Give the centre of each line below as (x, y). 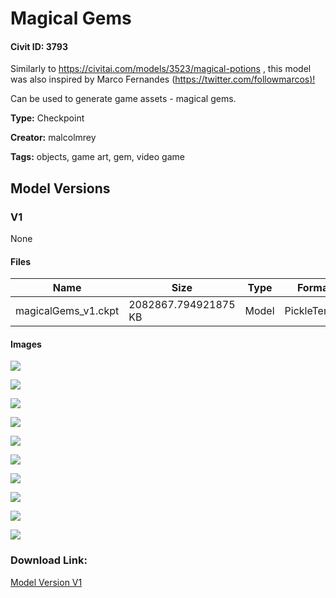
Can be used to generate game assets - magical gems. (123, 99)
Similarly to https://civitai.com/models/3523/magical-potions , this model (161, 69)
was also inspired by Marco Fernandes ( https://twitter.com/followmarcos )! (163, 79)
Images (26, 344)
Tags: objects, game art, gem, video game (97, 157)
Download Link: (49, 560)
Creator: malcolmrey (53, 138)
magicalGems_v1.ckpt (67, 311)
